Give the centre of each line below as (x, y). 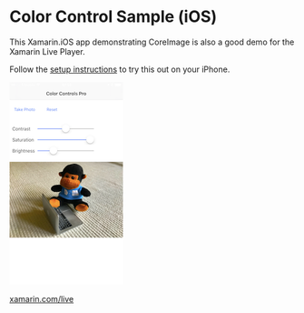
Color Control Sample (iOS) (113, 17)
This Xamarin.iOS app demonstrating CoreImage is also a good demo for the (152, 42)
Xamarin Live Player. (47, 51)
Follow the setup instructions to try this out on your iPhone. (120, 69)
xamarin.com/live (42, 298)
